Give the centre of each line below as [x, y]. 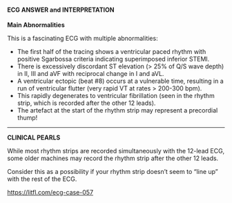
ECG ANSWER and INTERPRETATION [61, 10]
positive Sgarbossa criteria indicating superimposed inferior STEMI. [113, 59]
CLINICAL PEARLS [34, 137]
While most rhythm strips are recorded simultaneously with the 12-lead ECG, [116, 151]
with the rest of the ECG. [42, 179]
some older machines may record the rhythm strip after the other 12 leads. [113, 158]
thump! [27, 118]
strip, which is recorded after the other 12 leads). [86, 103]
